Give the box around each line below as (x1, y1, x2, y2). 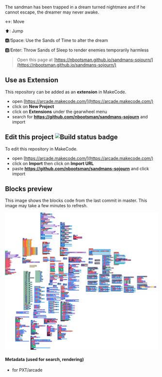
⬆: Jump (5, 28, 23, 33)
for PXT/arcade (12, 367, 43, 373)
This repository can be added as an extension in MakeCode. (5, 89, 127, 95)
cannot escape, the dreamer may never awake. (5, 9, 99, 15)
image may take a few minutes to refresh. (5, 203, 88, 209)
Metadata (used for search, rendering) (5, 356, 84, 362)
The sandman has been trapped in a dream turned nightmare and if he (5, 4, 146, 10)
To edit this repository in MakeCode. (5, 146, 78, 152)
